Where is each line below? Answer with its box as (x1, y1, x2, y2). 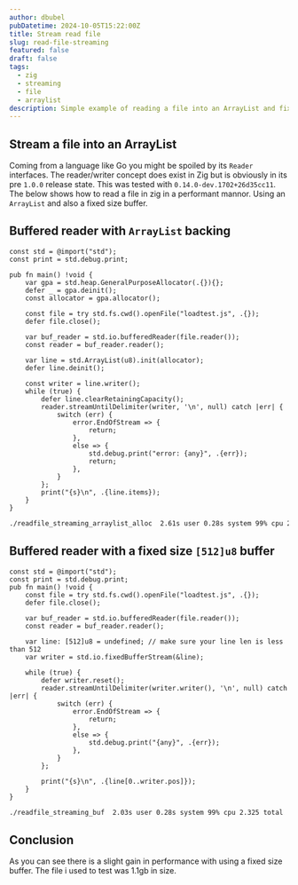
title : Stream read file (9, 29, 101, 38)
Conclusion (9, 832, 74, 848)
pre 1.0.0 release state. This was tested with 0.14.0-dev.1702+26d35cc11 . (9, 179, 277, 190)
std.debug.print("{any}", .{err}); (88, 738, 220, 747)
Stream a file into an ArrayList (9, 137, 177, 152)
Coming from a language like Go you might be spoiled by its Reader (9, 161, 254, 171)
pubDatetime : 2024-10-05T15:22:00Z (9, 21, 141, 30)
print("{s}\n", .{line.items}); (41, 487, 161, 497)
